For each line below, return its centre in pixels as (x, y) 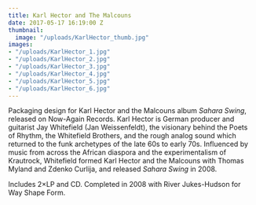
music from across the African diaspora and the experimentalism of (117, 152)
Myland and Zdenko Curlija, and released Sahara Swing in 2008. (113, 169)
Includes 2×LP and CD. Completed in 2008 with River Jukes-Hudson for (124, 185)
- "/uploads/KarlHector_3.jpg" (59, 67)
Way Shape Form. (37, 192)
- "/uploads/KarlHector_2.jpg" (59, 60)
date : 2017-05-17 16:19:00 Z (56, 23)
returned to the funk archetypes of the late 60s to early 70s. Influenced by (128, 144)
